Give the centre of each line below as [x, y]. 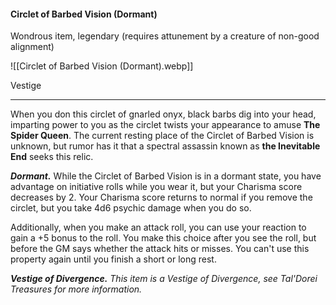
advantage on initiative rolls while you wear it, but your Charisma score [156, 187]
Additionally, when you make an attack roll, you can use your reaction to [158, 227]
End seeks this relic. [52, 157]
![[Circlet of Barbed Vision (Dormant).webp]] [102, 66]
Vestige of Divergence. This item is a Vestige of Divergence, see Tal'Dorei [164, 279]
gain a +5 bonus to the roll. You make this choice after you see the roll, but [163, 238]
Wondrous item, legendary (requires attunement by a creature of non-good [165, 36]
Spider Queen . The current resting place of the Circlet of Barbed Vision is [162, 136]
